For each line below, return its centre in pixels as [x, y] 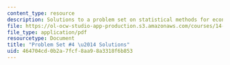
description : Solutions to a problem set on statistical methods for [108, 20]
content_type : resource [41, 13]
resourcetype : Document [41, 39]
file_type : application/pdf [47, 32]
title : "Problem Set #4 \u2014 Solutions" [68, 45]
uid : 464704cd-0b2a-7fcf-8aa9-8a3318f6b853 [70, 51]
